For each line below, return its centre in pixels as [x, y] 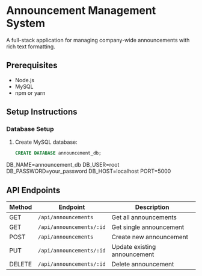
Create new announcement [150, 237]
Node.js [25, 80]
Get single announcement [148, 227]
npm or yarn [30, 93]
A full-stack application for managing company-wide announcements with [98, 40]
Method [21, 207]
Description [152, 207]
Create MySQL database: [46, 142]
